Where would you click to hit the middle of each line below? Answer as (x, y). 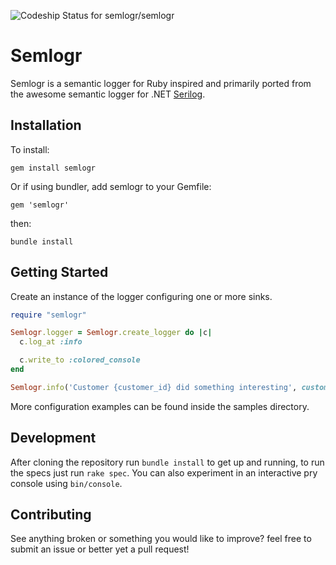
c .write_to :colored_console (80, 360)
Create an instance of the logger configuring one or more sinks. (141, 296)
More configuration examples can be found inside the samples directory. (160, 406)
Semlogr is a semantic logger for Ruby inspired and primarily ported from (161, 83)
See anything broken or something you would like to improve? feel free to (161, 539)
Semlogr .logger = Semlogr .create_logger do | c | (111, 333)
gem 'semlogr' (40, 205)
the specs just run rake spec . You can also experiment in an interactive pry (164, 472)
